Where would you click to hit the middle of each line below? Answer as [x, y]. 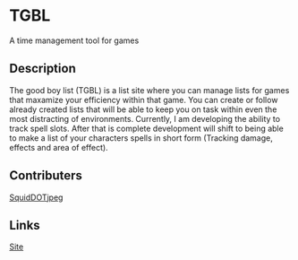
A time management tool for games [74, 40]
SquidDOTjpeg [36, 197]
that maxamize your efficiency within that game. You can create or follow [144, 100]
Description [43, 69]
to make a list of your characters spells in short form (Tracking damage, [141, 138]
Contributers [46, 176]
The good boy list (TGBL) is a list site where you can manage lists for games [149, 90]
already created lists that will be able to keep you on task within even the [143, 109]
